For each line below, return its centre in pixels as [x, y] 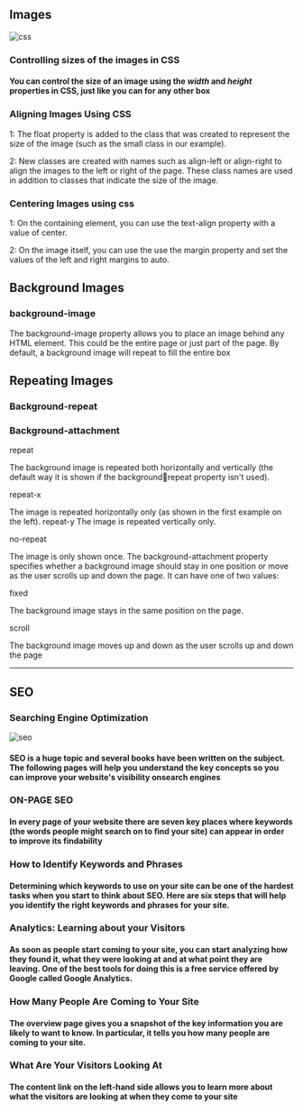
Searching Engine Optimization [79, 717]
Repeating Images [61, 381]
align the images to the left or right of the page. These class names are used [151, 170]
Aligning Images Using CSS [71, 114]
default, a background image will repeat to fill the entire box [120, 352]
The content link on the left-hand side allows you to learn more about [141, 1087]
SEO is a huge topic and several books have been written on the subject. [147, 758]
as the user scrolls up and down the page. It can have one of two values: [144, 576]
